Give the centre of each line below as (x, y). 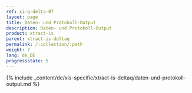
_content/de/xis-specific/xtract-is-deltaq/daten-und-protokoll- (110, 78)
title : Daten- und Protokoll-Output (51, 22)
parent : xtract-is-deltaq (38, 39)
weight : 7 (18, 50)
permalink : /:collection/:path (44, 45)
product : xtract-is (30, 34)
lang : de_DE (21, 55)
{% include (19, 78)
